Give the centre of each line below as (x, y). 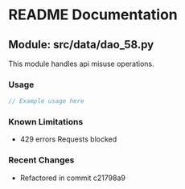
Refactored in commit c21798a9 (73, 178)
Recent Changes (41, 160)
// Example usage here (46, 101)
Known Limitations (46, 122)
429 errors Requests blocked (68, 139)
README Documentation (93, 15)
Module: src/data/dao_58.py (81, 45)
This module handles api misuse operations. (81, 64)
